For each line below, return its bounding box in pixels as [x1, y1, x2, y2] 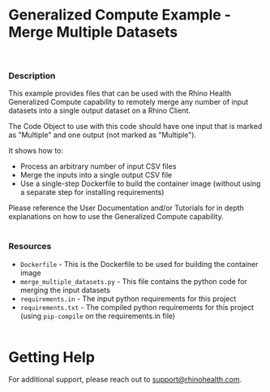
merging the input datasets [19, 285, 111, 295]
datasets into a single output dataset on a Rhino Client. [8, 106, 191, 115]
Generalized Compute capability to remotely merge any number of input [8, 97, 249, 107]
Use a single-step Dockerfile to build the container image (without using [19, 179, 261, 188]
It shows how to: [8, 146, 63, 156]
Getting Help [8, 347, 96, 366]
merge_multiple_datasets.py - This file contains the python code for [19, 276, 247, 286]
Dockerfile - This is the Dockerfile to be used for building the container [19, 259, 259, 269]
